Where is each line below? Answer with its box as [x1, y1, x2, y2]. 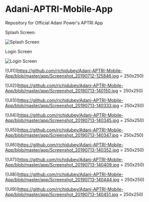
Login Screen [5, 48, 32, 54]
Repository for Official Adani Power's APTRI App [5, 20, 103, 26]
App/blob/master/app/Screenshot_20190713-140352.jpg [5, 147, 119, 153]
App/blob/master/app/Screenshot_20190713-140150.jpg [5, 87, 119, 93]
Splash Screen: [5, 29, 36, 35]
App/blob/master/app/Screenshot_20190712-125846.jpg [5, 73, 119, 79]
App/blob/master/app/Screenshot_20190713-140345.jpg [5, 117, 119, 123]
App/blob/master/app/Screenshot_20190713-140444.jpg [5, 176, 119, 182]
